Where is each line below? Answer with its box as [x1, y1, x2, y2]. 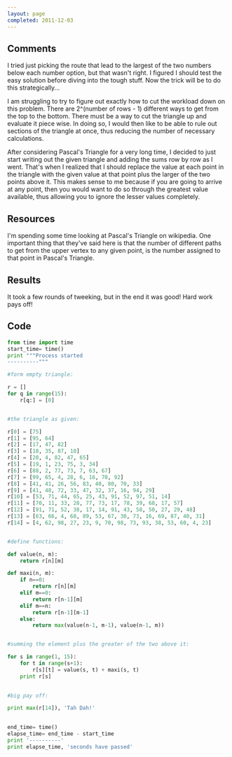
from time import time [7, 339, 74, 346]
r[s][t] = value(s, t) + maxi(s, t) [32, 666, 139, 673]
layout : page [7, 10, 46, 18]
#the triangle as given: [7, 415, 80, 422]
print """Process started [7, 352, 83, 359]
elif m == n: [20, 602, 52, 609]
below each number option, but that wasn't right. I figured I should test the [7, 69, 222, 77]
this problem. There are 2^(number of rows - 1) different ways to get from [7, 104, 219, 113]
